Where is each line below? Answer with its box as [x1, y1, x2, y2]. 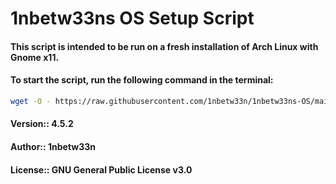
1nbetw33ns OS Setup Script [10, 7, 255, 30]
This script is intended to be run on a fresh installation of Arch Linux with [10, 40, 319, 52]
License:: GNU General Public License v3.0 [10, 163, 193, 176]
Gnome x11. [10, 51, 60, 63]
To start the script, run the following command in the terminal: [10, 74, 274, 86]
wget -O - [10, 96, 52, 106]
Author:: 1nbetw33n [10, 141, 97, 153]
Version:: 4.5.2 [10, 118, 74, 130]
